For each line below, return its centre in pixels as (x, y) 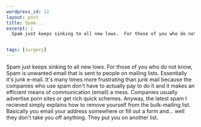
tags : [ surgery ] (26, 50)
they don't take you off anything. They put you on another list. (82, 117)
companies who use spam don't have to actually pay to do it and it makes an (100, 86)
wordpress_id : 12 (28, 12)
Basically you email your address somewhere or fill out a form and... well (95, 111)
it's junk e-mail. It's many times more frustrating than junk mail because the (99, 79)
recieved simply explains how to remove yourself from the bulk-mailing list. (98, 105)
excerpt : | (20, 28)
